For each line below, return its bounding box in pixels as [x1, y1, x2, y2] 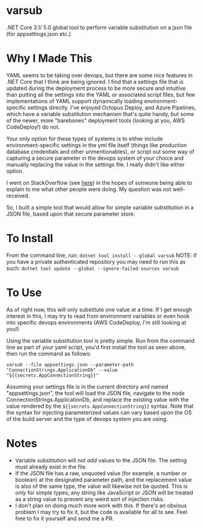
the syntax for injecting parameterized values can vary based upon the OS [6, 408, 192, 416]
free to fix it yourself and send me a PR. [15, 515, 114, 522]
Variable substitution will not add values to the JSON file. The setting [15, 456, 187, 464]
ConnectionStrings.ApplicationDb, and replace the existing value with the [6, 396, 189, 403]
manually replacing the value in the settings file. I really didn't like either [6, 160, 185, 168]
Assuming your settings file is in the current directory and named [6, 383, 168, 390]
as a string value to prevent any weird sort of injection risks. [15, 495, 165, 502]
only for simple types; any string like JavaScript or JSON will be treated [15, 489, 193, 496]
